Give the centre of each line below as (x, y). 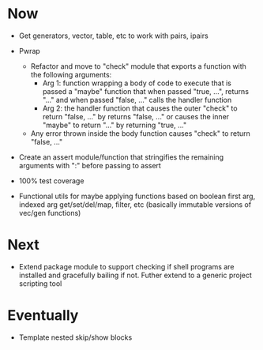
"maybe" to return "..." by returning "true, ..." (115, 125)
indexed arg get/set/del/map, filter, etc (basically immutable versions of (135, 204)
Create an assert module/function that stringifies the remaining (121, 157)
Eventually (43, 316)
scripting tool (40, 283)
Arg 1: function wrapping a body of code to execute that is (137, 83)
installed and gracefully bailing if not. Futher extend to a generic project (135, 275)
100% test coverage (51, 181)
